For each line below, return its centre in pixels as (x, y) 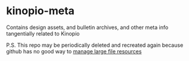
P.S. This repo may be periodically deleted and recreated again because (95, 45)
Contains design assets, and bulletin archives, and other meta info (87, 27)
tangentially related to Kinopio (43, 33)
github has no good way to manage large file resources (74, 51)
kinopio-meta (40, 11)
